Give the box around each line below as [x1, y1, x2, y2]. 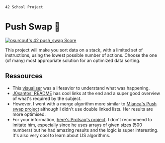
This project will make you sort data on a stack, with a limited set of [5, 47, 143, 53]
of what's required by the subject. [12, 95, 82, 101]
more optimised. [12, 111, 46, 117]
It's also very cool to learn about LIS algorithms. [12, 132, 110, 138]
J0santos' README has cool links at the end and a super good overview [12, 90, 161, 96]
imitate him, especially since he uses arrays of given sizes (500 [12, 122, 143, 128]
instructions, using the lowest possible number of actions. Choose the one [5, 52, 158, 58]
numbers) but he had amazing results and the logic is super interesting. [12, 127, 159, 133]
